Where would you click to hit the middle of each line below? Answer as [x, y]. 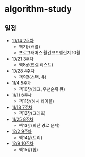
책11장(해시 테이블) [36, 101]
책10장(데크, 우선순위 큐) [42, 89]
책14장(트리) [30, 137]
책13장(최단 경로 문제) [39, 125]
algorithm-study [38, 9]
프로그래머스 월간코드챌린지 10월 [50, 53]
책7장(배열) [29, 47]
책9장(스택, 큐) [33, 77]
